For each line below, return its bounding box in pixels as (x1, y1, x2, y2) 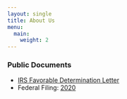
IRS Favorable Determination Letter (17, 76, 120, 85)
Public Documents (7, 60, 72, 70)
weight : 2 (20, 37, 49, 44)
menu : (7, 23, 23, 30)
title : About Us (7, 17, 55, 24)
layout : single (7, 10, 52, 18)
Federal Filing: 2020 (17, 83, 76, 92)
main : (13, 30, 30, 37)
